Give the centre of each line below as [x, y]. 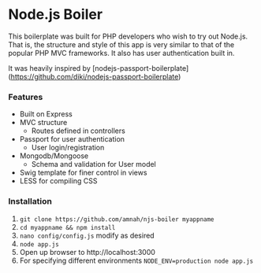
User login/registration [68, 148]
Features [26, 97]
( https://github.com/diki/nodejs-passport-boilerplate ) [95, 76]
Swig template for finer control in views [83, 173]
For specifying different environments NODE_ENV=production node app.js [136, 260]
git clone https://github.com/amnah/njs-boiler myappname [117, 219]
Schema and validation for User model [93, 164]
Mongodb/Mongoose [54, 156]
